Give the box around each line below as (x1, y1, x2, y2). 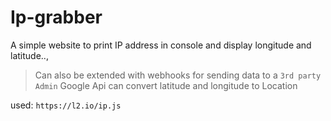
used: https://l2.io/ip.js (10, 99, 122, 111)
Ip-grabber (10, 6, 103, 29)
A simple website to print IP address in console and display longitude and (10, 39, 312, 51)
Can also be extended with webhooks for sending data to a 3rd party (34, 69, 322, 81)
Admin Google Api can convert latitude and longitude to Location (34, 79, 298, 91)
